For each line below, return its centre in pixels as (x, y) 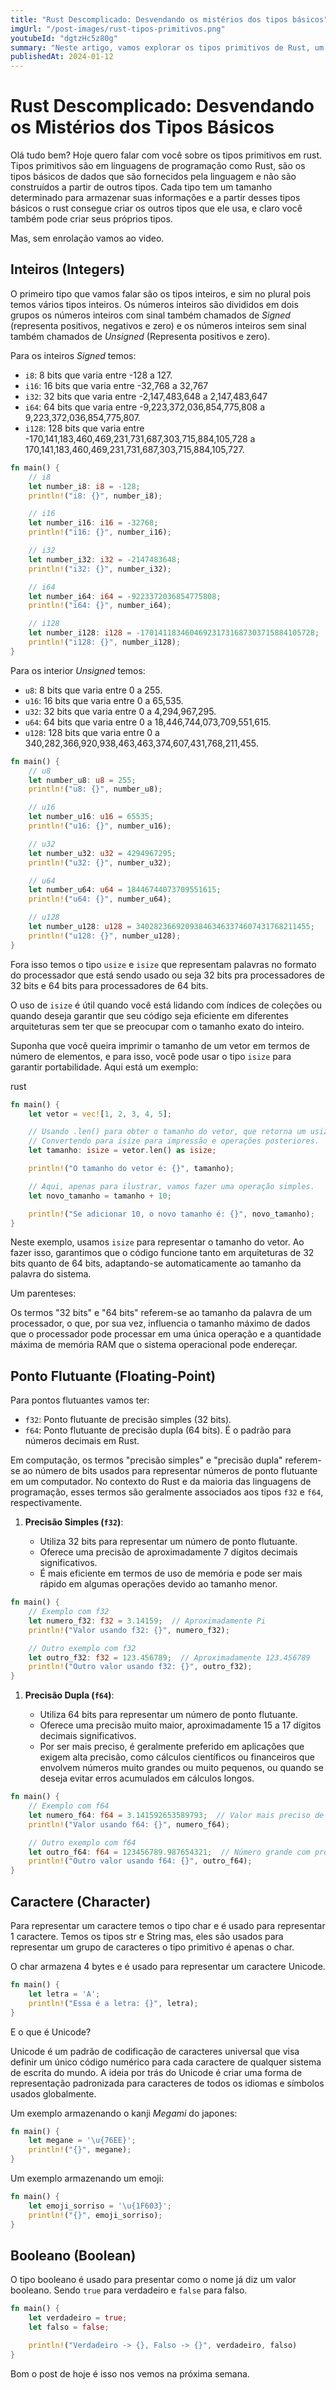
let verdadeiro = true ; (78, 2318)
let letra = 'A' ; (64, 1994)
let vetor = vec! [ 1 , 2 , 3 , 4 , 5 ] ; (100, 1114)
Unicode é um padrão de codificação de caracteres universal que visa (155, 2051)
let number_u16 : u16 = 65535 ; (91, 817)
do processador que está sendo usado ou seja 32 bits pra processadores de (167, 975)
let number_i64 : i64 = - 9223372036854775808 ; (125, 596)
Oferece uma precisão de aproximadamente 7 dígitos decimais (168, 1552)
